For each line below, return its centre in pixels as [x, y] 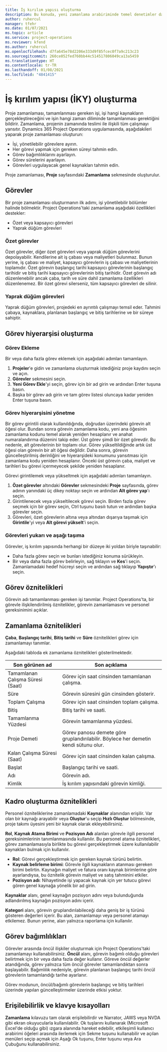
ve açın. [20, 373]
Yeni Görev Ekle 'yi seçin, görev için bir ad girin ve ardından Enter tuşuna [86, 384]
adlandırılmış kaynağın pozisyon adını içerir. [50, 901]
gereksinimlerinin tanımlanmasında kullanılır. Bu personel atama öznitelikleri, [83, 839]
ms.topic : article [24, 33]
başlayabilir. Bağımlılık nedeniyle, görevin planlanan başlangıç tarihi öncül [80, 969]
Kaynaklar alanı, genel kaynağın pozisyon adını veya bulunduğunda [74, 895]
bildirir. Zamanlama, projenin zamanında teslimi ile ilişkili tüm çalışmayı [77, 124]
